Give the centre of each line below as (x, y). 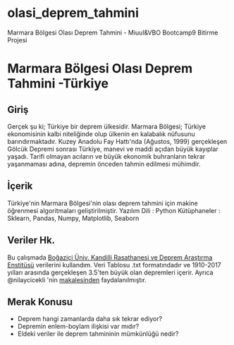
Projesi (17, 40)
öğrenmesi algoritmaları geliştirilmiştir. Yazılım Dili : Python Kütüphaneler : (114, 210)
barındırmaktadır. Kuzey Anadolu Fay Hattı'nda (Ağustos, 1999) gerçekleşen (117, 141)
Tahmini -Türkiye (58, 84)
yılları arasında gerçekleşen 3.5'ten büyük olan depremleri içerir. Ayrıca (110, 272)
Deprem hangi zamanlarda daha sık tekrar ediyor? (90, 319)
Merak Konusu (40, 302)
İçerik (20, 186)
